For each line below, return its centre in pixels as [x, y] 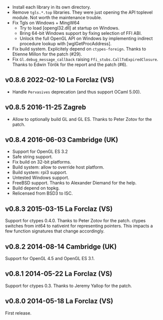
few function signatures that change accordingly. [55, 231]
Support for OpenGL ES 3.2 [40, 151]
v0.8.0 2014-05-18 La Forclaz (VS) [59, 301]
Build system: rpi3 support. [40, 173]
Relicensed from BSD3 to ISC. [42, 193]
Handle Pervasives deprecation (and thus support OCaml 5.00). [77, 92]
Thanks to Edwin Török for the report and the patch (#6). [70, 64]
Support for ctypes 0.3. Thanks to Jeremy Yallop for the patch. [68, 286]
